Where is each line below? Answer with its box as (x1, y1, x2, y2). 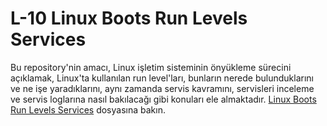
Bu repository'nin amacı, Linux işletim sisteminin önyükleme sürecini (10, 61, 292, 73)
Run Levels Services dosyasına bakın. (10, 103, 166, 116)
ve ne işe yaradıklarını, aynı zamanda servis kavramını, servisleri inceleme (10, 82, 315, 94)
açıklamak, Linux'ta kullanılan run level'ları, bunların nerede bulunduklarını (10, 72, 314, 84)
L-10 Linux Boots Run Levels (10, 7, 248, 30)
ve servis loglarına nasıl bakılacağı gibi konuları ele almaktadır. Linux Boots (10, 93, 317, 105)
